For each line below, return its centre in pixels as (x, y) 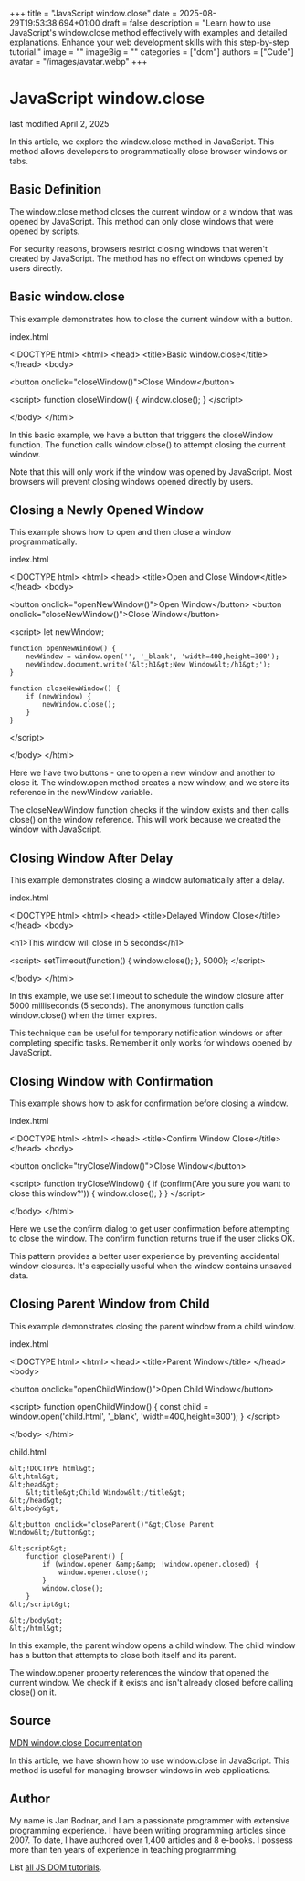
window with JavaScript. (56, 829)
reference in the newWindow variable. (81, 793)
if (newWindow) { (59, 697)
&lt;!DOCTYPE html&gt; (53, 1468)
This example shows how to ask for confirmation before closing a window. (149, 1103)
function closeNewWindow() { (65, 688)
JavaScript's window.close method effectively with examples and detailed (148, 32)
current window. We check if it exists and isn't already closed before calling (152, 1682)
